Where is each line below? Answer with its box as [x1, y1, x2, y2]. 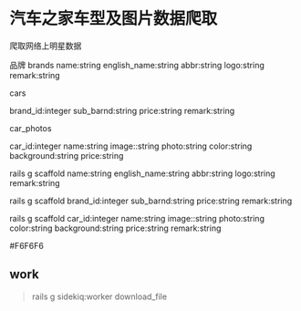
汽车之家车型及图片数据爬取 [9, 8, 218, 29]
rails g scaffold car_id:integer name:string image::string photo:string [9, 213, 265, 223]
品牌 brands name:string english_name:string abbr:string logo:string [9, 59, 265, 70]
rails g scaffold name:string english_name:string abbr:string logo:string [9, 168, 275, 179]
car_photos [9, 122, 52, 133]
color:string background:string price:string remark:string [9, 223, 222, 233]
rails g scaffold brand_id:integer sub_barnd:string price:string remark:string [9, 195, 293, 206]
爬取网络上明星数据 [9, 40, 82, 51]
